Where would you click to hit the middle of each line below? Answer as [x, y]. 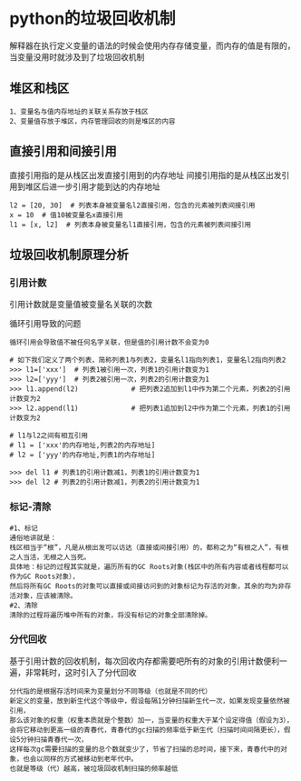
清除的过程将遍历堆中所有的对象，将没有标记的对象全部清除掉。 [111, 615]
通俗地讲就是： [33, 537]
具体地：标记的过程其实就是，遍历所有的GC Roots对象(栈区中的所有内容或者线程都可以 [149, 566]
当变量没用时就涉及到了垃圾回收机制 [77, 56]
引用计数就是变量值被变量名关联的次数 [81, 305]
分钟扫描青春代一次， [54, 739]
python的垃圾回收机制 [92, 19]
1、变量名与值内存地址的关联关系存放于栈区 [79, 111]
